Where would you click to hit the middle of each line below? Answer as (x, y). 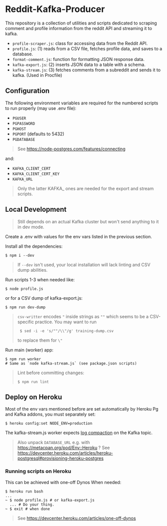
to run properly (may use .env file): (41, 108)
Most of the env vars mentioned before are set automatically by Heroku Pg (82, 409)
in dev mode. (31, 227)
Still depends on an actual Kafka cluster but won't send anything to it (88, 221)
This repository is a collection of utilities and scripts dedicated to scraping (81, 23)
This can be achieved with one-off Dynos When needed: (63, 482)
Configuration (27, 91)
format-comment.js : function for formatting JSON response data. (78, 59)
